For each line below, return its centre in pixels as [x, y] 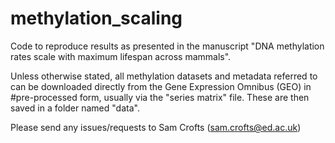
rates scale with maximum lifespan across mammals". [121, 56]
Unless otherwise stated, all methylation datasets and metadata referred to [164, 76]
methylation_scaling [96, 18]
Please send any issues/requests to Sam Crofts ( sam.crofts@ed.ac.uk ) [156, 127]
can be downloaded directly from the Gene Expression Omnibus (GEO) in [161, 86]
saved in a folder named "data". [75, 108]
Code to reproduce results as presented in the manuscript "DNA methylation [167, 46]
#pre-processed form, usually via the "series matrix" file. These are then [160, 97]
